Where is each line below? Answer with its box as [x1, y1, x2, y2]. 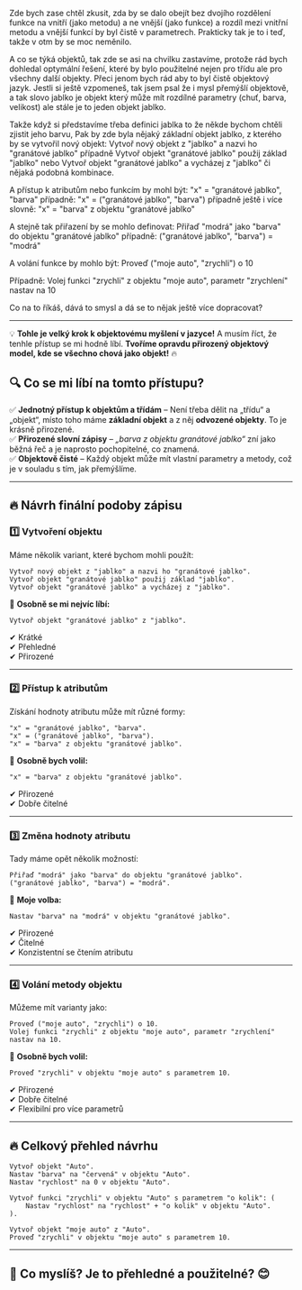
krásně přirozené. [9, 424, 75, 435]
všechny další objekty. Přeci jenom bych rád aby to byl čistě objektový [9, 73, 270, 84]
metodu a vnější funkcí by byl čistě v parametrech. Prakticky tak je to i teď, [9, 27, 286, 37]
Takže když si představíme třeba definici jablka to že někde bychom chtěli [9, 119, 283, 130]
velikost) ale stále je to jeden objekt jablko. [9, 102, 166, 112]
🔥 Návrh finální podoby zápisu [9, 498, 182, 513]
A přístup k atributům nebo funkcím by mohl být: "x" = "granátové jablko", [9, 185, 282, 195]
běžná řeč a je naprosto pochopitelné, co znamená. [9, 444, 200, 454]
